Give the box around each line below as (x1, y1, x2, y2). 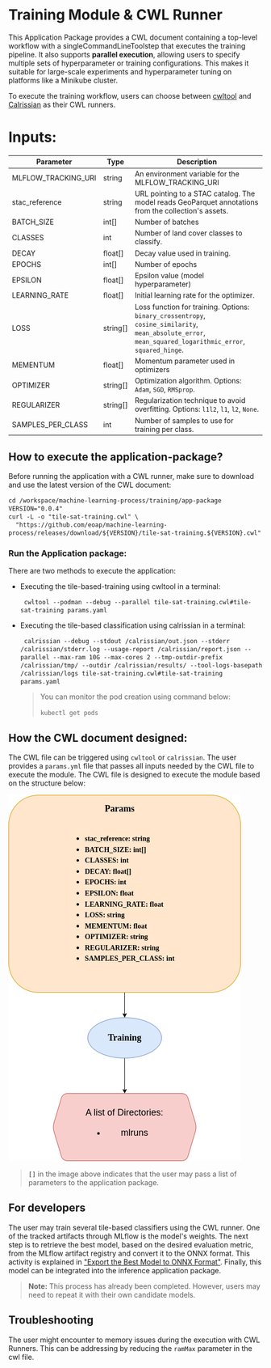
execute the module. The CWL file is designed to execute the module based (8, 770, 261, 780)
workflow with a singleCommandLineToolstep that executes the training (8, 40, 246, 50)
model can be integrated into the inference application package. (8, 1265, 222, 1275)
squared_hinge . (134, 345, 184, 354)
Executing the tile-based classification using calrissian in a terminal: (19, 620, 246, 630)
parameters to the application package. (27, 1178, 160, 1188)
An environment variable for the (134, 168, 240, 179)
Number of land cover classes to (134, 228, 243, 238)
